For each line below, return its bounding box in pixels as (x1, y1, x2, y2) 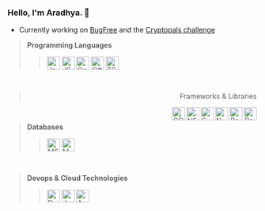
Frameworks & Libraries (180, 91, 257, 102)
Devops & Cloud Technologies (26, 174, 128, 183)
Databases (26, 122, 64, 132)
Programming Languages (26, 40, 112, 50)
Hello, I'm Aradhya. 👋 (7, 7, 90, 18)
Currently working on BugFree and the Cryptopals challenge (18, 25, 215, 35)
